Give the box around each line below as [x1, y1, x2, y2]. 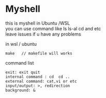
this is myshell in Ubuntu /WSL [5, 20, 70, 26]
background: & [5, 88, 36, 93]
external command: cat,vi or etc [5, 79, 77, 84]
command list [5, 60, 34, 66]
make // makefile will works [5, 51, 73, 56]
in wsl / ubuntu [5, 41, 37, 47]
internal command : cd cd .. [5, 74, 70, 80]
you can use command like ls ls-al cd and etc [5, 25, 101, 31]
